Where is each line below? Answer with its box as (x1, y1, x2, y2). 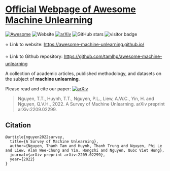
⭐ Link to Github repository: (5, 53, 63, 59)
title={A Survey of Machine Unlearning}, (10, 139, 99, 144)
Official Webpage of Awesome (5, 4, 136, 15)
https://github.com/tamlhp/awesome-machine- (63, 53, 162, 59)
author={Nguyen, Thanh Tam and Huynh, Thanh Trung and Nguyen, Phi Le (10, 143, 162, 148)
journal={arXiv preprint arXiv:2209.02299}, (10, 152, 106, 157)
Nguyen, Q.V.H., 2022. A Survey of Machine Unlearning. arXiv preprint (17, 100, 165, 107)
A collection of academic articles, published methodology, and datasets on (5, 70, 161, 77)
